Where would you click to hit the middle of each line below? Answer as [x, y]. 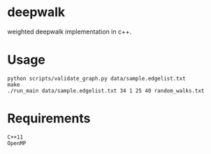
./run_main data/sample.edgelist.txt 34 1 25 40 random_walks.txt [106, 91]
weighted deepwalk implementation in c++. [69, 31]
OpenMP [17, 143]
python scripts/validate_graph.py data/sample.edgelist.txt [97, 78]
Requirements [49, 119]
